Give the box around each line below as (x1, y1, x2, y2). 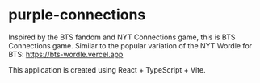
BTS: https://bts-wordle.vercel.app (8, 49, 124, 59)
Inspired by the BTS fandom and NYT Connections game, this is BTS (8, 32, 236, 42)
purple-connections (8, 6, 146, 24)
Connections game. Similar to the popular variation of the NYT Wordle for (8, 40, 253, 50)
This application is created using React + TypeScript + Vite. (8, 64, 206, 74)
